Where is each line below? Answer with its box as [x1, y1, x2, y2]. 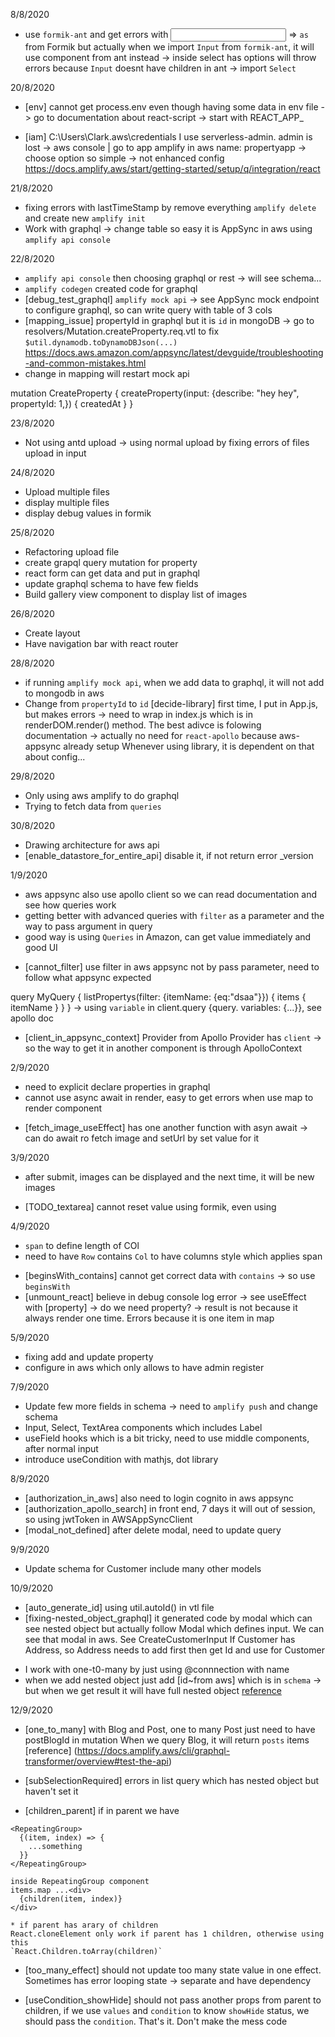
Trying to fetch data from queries [24, 800, 162, 812]
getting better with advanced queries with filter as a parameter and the [24, 910, 325, 921]
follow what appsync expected [24, 972, 152, 983]
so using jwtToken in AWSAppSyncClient [24, 1514, 193, 1525]
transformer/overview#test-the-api [24, 1755, 169, 1767]
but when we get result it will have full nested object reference [24, 1685, 282, 1696]
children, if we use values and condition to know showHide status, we [24, 2005, 310, 2016]
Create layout [24, 627, 81, 639]
